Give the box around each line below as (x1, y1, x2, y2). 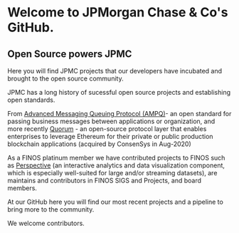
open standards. (7, 95, 55, 104)
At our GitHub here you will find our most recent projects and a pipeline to (7, 197, 224, 206)
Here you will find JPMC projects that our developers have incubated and (7, 67, 223, 75)
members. (7, 184, 38, 192)
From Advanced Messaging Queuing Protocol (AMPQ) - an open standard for (7, 110, 232, 118)
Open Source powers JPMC (7, 48, 132, 60)
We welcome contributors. (7, 219, 85, 227)
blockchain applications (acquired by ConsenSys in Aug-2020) (7, 140, 192, 148)
